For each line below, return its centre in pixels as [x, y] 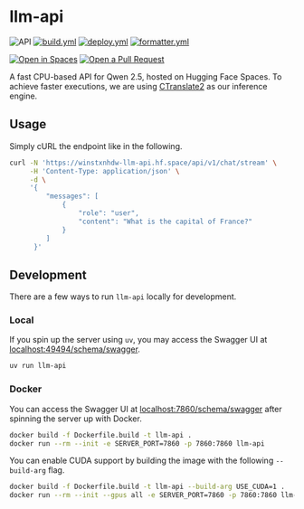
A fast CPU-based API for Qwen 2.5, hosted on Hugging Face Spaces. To [146, 76]
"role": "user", [109, 213]
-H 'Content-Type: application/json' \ [104, 171]
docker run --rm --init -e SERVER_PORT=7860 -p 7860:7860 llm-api [137, 443]
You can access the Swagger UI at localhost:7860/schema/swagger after [146, 409]
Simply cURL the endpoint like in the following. [96, 146]
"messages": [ [72, 196]
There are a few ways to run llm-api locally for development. [123, 297]
